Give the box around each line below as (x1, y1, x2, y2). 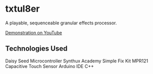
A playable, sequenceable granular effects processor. (5, 20, 118, 26)
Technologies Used (5, 44, 67, 53)
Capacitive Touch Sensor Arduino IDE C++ (5, 63, 94, 69)
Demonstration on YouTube (5, 29, 62, 35)
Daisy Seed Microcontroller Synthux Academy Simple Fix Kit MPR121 (5, 58, 148, 64)
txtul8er (5, 3, 40, 15)
